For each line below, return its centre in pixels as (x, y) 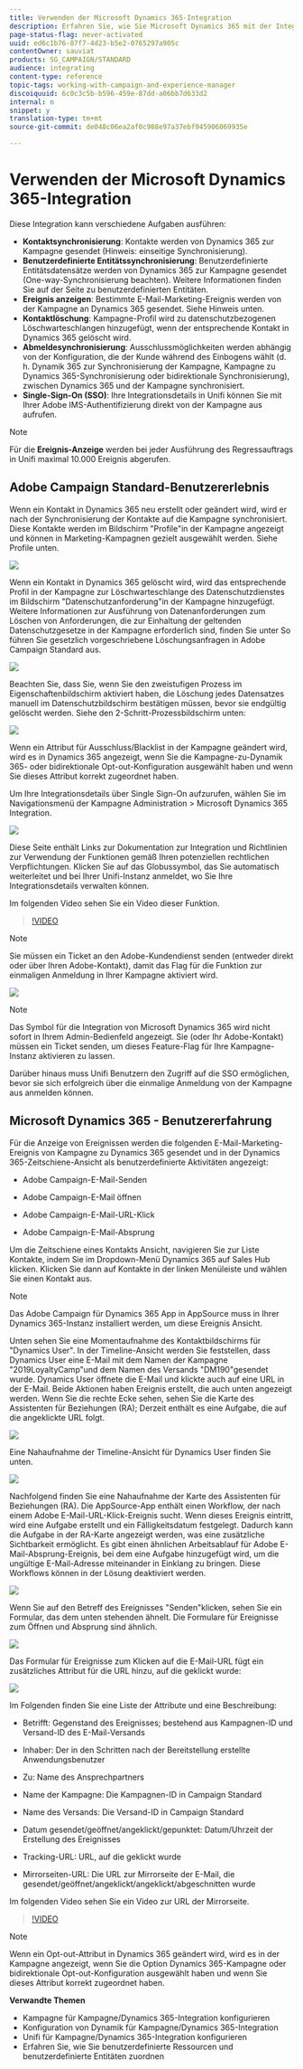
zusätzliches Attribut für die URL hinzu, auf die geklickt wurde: (125, 1670)
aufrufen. (39, 414)
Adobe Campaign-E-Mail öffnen (82, 1197)
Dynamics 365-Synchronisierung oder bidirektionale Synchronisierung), (156, 375)
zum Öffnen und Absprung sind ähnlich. (83, 1626)
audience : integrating (52, 69)
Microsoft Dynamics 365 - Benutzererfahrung (141, 1121)
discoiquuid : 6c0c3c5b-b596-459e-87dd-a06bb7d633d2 (108, 93)
